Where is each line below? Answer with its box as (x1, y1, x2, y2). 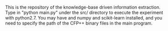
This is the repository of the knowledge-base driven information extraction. (5, 4, 160, 10)
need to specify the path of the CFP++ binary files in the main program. (5, 20, 153, 26)
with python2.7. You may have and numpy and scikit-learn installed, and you (5, 15, 162, 20)
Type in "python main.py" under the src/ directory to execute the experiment (5, 9, 163, 15)
